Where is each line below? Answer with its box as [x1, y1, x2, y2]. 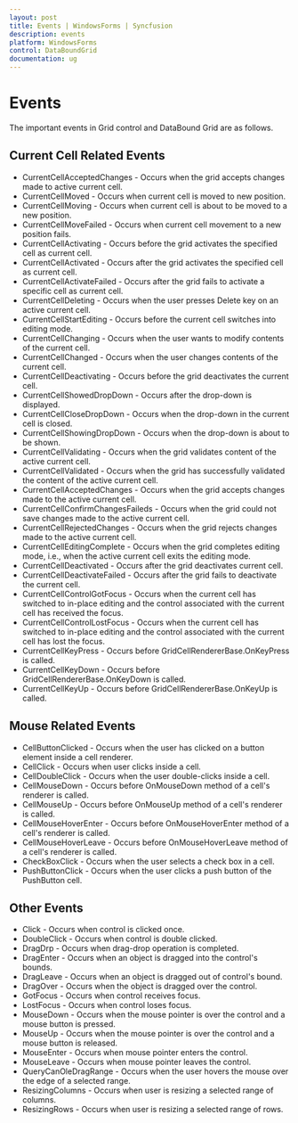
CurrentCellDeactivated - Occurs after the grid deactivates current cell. [21, 560, 284, 570]
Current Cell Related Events [9, 148, 165, 163]
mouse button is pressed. [21, 1019, 116, 1029]
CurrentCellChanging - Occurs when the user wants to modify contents [21, 332, 285, 343]
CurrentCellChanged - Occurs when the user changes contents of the [21, 351, 278, 362]
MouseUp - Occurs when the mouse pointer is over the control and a [21, 1029, 275, 1039]
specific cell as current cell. [21, 285, 124, 296]
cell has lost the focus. [21, 635, 105, 646]
